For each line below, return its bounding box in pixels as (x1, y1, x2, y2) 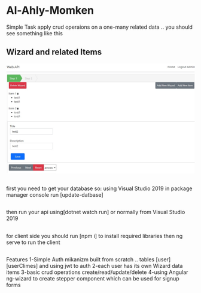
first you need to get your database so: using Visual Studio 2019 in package (6, 185, 193, 192)
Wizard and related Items (6, 47, 102, 57)
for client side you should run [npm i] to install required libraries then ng (6, 232, 183, 239)
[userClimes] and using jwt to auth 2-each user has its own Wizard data (6, 263, 183, 270)
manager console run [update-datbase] (6, 191, 103, 198)
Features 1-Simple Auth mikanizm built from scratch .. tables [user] (6, 256, 171, 263)
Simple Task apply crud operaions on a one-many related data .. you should (6, 23, 193, 30)
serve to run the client (6, 239, 61, 246)
